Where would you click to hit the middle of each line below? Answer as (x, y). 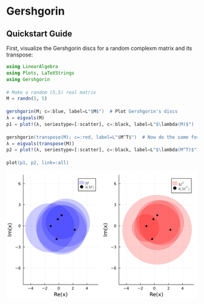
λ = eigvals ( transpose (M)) (40, 143)
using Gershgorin (28, 79)
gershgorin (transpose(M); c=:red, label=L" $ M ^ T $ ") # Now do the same (97, 137)
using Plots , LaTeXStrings (40, 73)
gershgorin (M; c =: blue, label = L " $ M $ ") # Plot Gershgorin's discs (92, 112)
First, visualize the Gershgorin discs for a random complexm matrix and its (99, 48)
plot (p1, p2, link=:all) (38, 163)
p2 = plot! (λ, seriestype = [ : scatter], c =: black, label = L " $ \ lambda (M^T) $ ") (103, 150)
